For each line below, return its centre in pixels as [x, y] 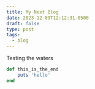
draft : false [23, 23]
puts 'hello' [34, 75]
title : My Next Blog [33, 12]
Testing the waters [30, 58]
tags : [13, 35]
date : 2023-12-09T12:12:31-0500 [47, 18]
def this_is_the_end [33, 69]
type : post [20, 29]
